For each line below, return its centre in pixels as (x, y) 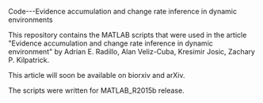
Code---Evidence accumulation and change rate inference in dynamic (123, 11)
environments (30, 20)
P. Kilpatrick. (29, 60)
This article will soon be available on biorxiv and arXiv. (97, 75)
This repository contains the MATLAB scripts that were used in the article (128, 35)
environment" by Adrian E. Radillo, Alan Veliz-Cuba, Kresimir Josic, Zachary (132, 51)
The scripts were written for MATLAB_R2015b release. (96, 90)
